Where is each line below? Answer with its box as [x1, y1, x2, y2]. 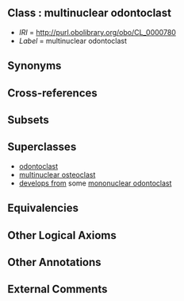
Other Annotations [7, 255, 102, 269]
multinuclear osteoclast [18, 170, 96, 179]
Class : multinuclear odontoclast [7, 6, 172, 20]
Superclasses [7, 140, 77, 154]
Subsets [7, 113, 49, 127]
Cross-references [7, 86, 98, 100]
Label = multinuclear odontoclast [18, 36, 128, 45]
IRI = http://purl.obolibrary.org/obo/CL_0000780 [18, 27, 176, 37]
